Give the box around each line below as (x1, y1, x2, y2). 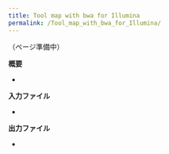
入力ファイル (8, 90, 50, 100)
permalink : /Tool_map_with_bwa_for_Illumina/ (8, 19, 161, 27)
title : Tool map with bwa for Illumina (8, 11, 140, 20)
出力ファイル (8, 123, 50, 133)
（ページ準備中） (8, 41, 64, 52)
